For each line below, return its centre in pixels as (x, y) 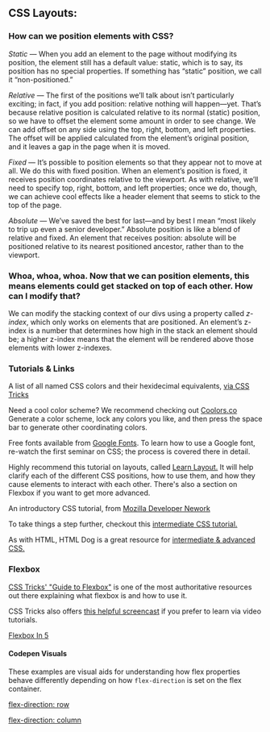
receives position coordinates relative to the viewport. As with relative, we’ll (133, 179)
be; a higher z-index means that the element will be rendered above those (131, 339)
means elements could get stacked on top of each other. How (131, 285)
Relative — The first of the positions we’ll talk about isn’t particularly (121, 95)
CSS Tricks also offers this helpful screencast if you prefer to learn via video (135, 611)
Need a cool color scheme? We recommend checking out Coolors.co (123, 410)
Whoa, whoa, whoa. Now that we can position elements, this (129, 276)
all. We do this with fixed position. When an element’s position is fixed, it (128, 171)
